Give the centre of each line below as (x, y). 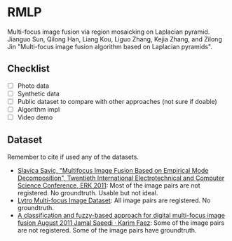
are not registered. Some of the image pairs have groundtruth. (107, 230)
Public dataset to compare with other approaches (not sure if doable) (117, 101)
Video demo (35, 117)
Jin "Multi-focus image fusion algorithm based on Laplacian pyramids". (110, 46)
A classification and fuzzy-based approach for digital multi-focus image (121, 215)
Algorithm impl (39, 109)
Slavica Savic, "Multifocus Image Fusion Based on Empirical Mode (113, 170)
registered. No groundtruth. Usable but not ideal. (88, 193)
